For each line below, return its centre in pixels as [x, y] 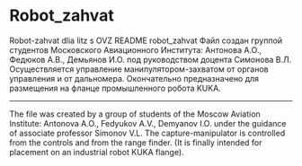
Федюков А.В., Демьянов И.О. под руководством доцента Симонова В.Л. [151, 59]
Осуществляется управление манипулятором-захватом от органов [139, 69]
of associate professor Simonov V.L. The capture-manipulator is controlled [147, 133]
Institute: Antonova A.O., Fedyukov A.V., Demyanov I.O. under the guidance [148, 123]
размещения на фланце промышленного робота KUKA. [115, 88]
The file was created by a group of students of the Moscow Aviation [135, 114]
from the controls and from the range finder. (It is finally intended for [136, 142]
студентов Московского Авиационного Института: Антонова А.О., [136, 49]
